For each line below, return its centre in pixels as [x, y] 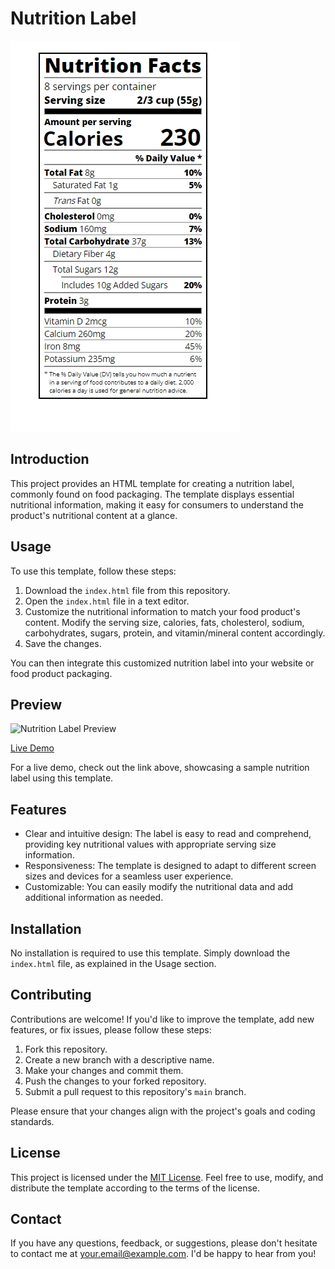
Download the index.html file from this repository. [127, 590]
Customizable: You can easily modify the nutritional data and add [159, 887]
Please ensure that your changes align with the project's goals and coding [163, 1111]
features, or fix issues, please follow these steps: [111, 1029]
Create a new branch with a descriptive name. [119, 1059]
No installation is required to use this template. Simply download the [150, 953]
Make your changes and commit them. [104, 1070]
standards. [32, 1121]
